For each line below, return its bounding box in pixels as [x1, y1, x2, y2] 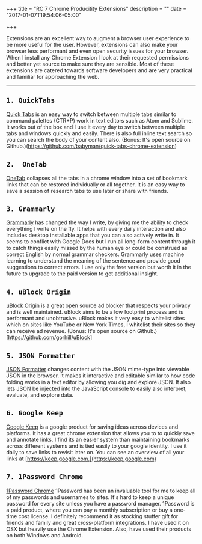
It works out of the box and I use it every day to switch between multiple [6, 123, 185, 130]
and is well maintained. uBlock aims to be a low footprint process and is [6, 308, 183, 316]
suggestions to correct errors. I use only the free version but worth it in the [6, 264, 191, 271]
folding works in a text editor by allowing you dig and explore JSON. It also [6, 379, 191, 386]
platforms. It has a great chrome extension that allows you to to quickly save [6, 429, 195, 436]
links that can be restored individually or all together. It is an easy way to [6, 180, 185, 188]
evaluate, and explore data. [6, 391, 74, 399]
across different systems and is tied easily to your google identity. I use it [6, 442, 188, 450]
